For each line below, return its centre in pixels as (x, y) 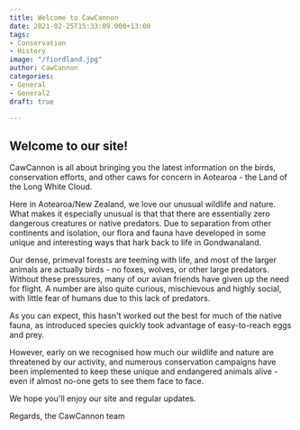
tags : (19, 34)
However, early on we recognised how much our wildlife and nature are (142, 352)
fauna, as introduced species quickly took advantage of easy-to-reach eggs (150, 325)
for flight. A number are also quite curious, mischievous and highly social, (145, 288)
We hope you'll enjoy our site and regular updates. (103, 398)
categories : (32, 77)
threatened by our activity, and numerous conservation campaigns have (143, 362)
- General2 (30, 93)
